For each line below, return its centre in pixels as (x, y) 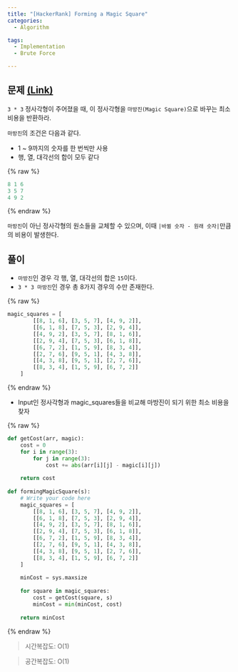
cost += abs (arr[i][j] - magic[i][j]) (103, 465)
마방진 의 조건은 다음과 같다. (44, 133)
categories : (25, 21)
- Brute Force (35, 54)
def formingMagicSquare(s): (49, 492)
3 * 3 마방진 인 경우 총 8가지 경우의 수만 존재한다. (86, 287)
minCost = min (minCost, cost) (78, 604)
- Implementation (40, 47)
